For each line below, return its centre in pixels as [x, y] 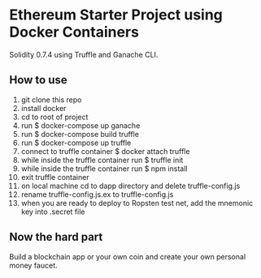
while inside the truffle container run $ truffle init [102, 160]
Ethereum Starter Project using [116, 15]
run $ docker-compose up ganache [80, 125]
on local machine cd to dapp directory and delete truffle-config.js [130, 186]
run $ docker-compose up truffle [76, 143]
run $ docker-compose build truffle [80, 134]
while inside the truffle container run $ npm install [104, 169]
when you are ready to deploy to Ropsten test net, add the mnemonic [137, 203]
